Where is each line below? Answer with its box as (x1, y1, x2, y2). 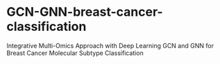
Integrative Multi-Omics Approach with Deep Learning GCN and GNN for (6, 41, 214, 50)
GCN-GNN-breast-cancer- (6, 4, 164, 20)
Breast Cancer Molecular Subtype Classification (6, 49, 144, 57)
